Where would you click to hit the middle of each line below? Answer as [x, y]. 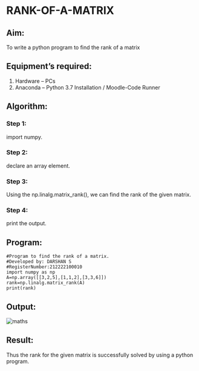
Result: [20, 340]
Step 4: [17, 211]
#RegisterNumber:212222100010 [44, 267]
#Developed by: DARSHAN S [39, 262]
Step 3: [17, 181]
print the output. [26, 223]
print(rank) [21, 288]
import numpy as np [31, 272]
